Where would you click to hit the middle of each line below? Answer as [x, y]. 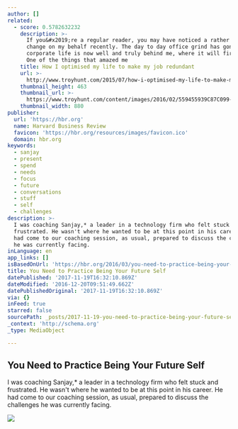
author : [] [23, 14]
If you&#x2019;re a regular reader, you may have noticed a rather [128, 40]
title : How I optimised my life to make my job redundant [107, 67]
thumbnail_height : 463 [53, 87]
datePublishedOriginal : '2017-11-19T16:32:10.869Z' [85, 291]
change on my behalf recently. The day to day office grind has [123, 47]
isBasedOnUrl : [28, 264]
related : [20, 21]
